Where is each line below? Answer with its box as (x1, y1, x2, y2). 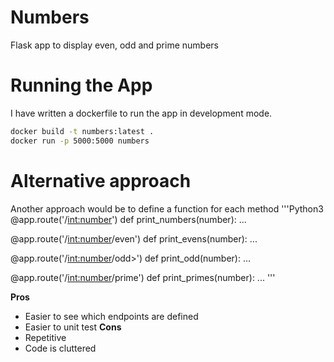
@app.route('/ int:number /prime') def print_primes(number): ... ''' (10, 271, 276, 283)
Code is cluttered (24, 342, 97, 354)
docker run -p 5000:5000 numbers (10, 136, 150, 146)
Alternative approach (10, 169, 192, 192)
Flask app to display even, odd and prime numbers (10, 39, 219, 51)
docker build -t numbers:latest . (10, 126, 155, 136)
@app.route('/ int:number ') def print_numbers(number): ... (10, 213, 247, 225)
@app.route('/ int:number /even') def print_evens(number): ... (10, 232, 258, 245)
